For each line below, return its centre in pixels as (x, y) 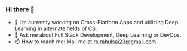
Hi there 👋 (20, 9)
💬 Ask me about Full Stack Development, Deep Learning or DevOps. (98, 35)
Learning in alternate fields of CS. (56, 28)
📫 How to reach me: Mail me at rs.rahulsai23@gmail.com (85, 42)
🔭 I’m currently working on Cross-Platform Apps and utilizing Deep (96, 23)
